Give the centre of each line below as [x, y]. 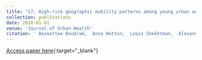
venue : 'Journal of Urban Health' [50, 28]
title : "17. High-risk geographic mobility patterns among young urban [98, 12]
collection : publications [38, 17]
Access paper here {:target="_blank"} [52, 50]
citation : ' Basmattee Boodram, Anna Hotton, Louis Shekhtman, [90, 34]
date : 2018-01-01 [28, 23]
